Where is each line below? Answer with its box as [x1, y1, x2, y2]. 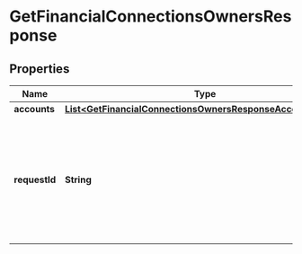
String [64, 173, 92, 186]
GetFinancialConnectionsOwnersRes [9, 6, 292, 27]
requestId [13, 173, 57, 186]
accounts [13, 103, 56, 115]
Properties [9, 61, 70, 76]
